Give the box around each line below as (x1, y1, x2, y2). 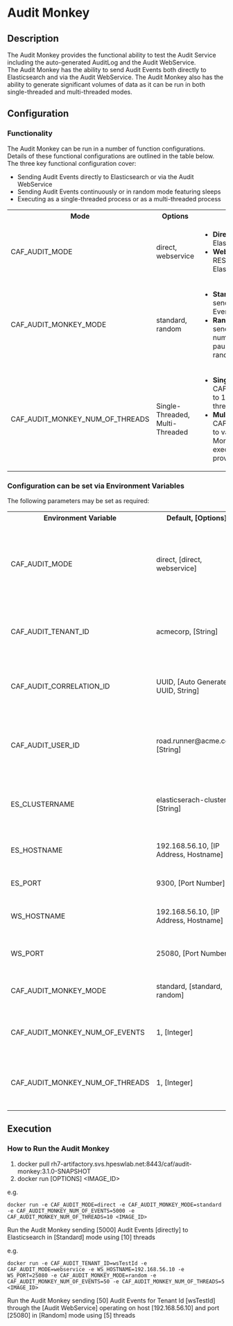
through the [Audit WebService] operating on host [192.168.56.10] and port (7, 1303, 220, 1312)
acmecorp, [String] (155, 627, 218, 636)
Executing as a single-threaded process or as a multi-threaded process (17, 194, 221, 203)
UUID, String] (155, 686, 200, 695)
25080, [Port (155, 949, 199, 958)
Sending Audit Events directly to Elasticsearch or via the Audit (17, 172, 194, 181)
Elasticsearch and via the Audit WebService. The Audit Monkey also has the (7, 73, 224, 81)
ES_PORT (10, 878, 42, 887)
